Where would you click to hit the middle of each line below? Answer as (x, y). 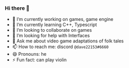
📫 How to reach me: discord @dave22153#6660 (60, 47)
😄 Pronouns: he (29, 54)
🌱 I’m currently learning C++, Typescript (55, 25)
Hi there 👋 (17, 8)
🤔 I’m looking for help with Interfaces (51, 36)
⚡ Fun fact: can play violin (39, 60)
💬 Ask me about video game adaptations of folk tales (68, 41)
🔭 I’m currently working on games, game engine (63, 19)
